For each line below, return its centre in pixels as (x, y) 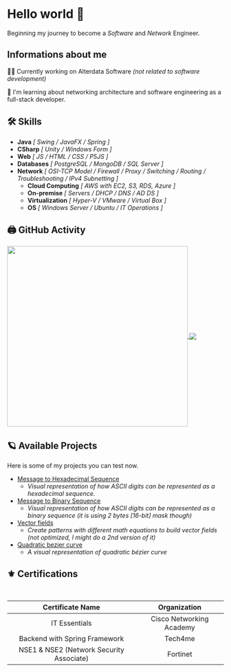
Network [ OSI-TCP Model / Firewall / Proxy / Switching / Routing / (111, 171)
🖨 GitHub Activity (46, 230)
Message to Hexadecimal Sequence (68, 479)
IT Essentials (71, 623)
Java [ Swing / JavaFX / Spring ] (63, 142)
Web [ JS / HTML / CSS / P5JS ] (63, 156)
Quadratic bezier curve (49, 545)
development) (27, 78)
